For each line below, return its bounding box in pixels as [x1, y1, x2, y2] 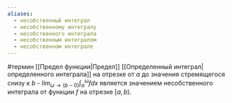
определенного [7, 70, 55, 78]
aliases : [7, 10, 33, 18]
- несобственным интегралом [13, 37, 97, 44]
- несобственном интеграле [13, 43, 94, 50]
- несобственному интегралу [13, 23, 97, 30]
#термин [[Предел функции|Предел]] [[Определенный [7, 63, 172, 71]
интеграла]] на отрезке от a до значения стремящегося [55, 70, 226, 78]
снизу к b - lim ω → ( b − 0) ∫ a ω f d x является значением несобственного [7, 78, 214, 89]
